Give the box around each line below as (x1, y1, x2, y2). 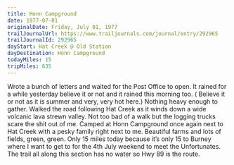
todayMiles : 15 (7, 56, 52, 63)
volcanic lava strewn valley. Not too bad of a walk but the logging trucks (7, 112, 216, 121)
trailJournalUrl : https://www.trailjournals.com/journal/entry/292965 (7, 30, 219, 37)
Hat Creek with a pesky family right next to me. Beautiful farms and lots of (7, 127, 221, 135)
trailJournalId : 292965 (7, 37, 77, 44)
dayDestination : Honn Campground (7, 50, 105, 57)
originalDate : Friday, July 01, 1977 (7, 23, 118, 30)
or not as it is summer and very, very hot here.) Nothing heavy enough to (7, 97, 218, 106)
